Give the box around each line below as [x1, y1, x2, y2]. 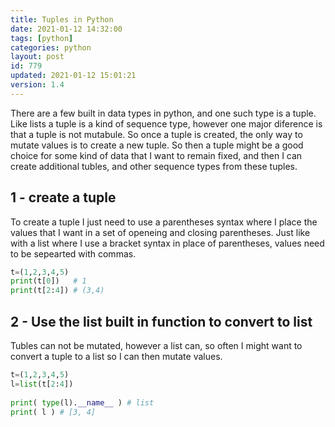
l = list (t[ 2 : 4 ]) [10, 379, 74, 389]
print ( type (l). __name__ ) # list [10, 397, 155, 408]
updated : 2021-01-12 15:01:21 [10, 71, 137, 81]
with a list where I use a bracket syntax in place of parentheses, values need [10, 237, 325, 249]
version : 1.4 [10, 80, 65, 90]
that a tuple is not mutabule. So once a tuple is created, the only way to [10, 128, 303, 140]
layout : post [10, 52, 65, 62]
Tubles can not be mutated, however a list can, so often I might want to [10, 340, 303, 351]
